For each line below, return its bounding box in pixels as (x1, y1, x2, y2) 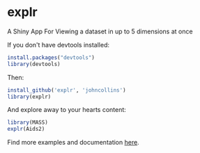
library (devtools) (7, 61, 61, 67)
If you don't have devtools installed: (7, 40, 110, 49)
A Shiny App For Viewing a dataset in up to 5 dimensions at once (7, 27, 193, 35)
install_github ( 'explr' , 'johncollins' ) (7, 86, 127, 94)
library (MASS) (7, 119, 49, 126)
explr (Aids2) (7, 126, 45, 133)
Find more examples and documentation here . (7, 138, 139, 147)
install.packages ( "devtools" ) (7, 54, 95, 61)
